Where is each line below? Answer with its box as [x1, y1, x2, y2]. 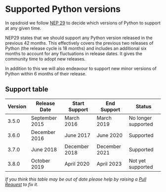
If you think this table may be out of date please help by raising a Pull [5, 176, 147, 182]
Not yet [128, 157, 146, 164]
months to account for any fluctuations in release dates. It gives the [5, 51, 142, 57]
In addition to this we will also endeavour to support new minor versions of [5, 65, 157, 71]
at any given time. [5, 25, 41, 31]
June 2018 [31, 146, 57, 153]
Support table [5, 85, 48, 94]
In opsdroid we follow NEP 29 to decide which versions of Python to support [5, 20, 161, 26]
